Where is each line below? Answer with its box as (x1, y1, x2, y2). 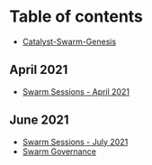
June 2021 (9, 113, 69, 128)
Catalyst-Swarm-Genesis (22, 36, 117, 47)
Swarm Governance (22, 146, 97, 157)
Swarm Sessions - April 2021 (22, 86, 130, 96)
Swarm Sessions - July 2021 (22, 136, 129, 147)
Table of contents (9, 6, 144, 27)
